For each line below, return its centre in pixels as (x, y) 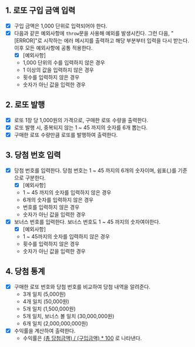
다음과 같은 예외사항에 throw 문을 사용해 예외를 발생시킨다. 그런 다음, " (94, 33)
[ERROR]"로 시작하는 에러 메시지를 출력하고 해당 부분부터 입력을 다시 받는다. (101, 41)
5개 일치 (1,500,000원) (49, 309)
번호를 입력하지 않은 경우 (51, 207)
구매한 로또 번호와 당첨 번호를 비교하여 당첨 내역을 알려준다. (82, 287)
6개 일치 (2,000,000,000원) (56, 323)
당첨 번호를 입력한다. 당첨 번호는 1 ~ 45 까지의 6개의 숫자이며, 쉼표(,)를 (95, 170)
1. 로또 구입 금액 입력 (41, 11)
